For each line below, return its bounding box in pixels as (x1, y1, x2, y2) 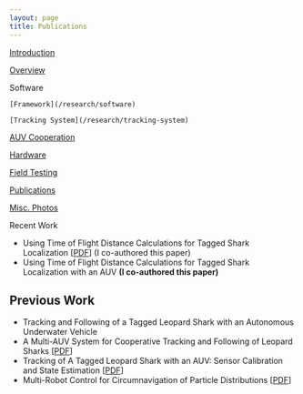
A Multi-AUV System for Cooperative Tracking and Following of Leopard (22, 336, 293, 347)
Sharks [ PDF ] (22, 346, 73, 357)
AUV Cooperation (9, 131, 76, 142)
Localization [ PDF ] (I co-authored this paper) (22, 247, 191, 258)
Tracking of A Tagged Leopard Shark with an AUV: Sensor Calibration (22, 356, 284, 367)
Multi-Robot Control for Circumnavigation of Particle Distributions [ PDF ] (22, 375, 292, 386)
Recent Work (9, 219, 58, 230)
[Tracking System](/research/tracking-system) (9, 116, 189, 125)
